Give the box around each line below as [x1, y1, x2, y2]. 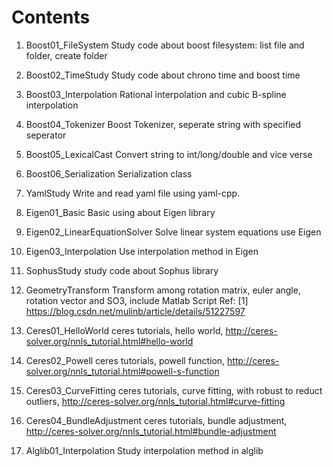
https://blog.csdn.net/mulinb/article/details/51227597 [25, 305, 246, 317]
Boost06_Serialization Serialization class [25, 167, 193, 180]
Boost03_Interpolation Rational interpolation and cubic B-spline [25, 88, 287, 100]
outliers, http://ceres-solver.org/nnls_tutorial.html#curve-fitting [25, 395, 286, 407]
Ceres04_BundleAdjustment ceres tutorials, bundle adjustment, [25, 414, 288, 426]
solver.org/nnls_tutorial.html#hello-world [25, 335, 194, 347]
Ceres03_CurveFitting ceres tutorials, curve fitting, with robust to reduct [25, 384, 323, 396]
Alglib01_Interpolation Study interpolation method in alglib [25, 444, 264, 456]
